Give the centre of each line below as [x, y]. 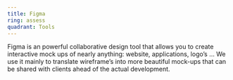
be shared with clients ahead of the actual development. [89, 69]
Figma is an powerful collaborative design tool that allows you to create [111, 47]
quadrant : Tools [31, 27]
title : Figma [26, 14]
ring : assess [26, 20]
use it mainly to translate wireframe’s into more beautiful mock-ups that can [117, 62]
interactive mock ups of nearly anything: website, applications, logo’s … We [116, 54]
